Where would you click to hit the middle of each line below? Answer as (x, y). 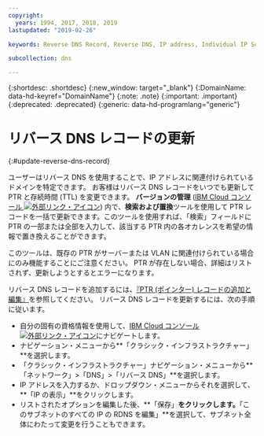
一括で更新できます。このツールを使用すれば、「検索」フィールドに (143, 216)
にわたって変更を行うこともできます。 (88, 424)
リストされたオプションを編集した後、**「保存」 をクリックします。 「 (131, 405)
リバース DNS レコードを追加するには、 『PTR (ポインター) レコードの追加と (130, 290)
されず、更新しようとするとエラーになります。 (83, 273)
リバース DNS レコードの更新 (101, 139)
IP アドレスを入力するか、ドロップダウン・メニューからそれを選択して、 (137, 385)
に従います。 (29, 309)
